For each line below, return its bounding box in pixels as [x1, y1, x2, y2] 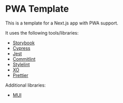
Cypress [12, 45, 30, 51]
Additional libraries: [5, 82, 46, 88]
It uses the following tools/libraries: [5, 30, 79, 36]
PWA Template [5, 3, 69, 15]
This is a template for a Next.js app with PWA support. [5, 20, 118, 26]
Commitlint [12, 56, 36, 62]
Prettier [12, 72, 28, 78]
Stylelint [12, 61, 30, 67]
